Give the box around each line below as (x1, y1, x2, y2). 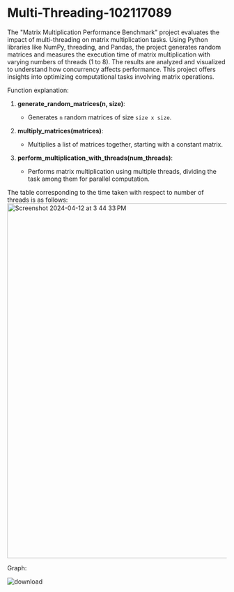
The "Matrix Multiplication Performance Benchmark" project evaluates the (7, 28, 220, 36)
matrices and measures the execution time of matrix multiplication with (7, 50, 211, 59)
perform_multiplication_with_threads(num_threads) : (17, 154, 173, 162)
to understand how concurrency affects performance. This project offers (7, 65, 216, 73)
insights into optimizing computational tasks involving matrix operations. (7, 72, 214, 81)
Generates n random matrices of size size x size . (27, 113, 172, 121)
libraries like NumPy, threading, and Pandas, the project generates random (7, 43, 221, 51)
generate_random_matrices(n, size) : (17, 99, 125, 108)
